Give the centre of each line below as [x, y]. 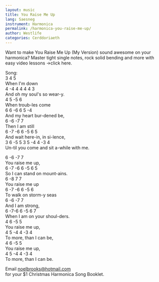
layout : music [20, 10]
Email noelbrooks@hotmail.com [38, 269]
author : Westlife [23, 33]
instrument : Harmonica [29, 24]
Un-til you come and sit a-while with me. [47, 148]
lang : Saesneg [20, 19]
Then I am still [20, 126]
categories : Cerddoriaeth [32, 38]
